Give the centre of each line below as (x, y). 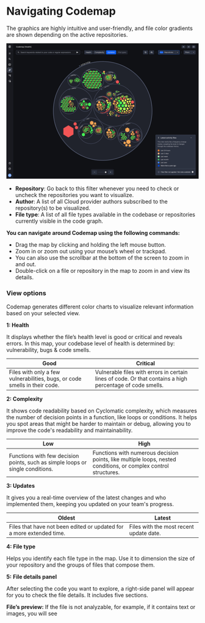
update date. (145, 533)
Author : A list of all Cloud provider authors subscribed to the (91, 202)
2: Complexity (24, 398)
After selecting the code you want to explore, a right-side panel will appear (100, 589)
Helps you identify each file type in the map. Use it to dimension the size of (101, 559)
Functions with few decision (44, 456)
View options (27, 293)
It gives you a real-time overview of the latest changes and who (86, 498)
